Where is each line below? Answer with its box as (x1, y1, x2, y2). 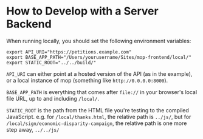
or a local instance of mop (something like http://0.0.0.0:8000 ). (6, 76, 168, 84)
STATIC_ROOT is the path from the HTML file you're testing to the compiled (6, 106, 190, 114)
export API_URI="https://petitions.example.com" (6, 49, 132, 55)
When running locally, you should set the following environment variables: (6, 37, 191, 44)
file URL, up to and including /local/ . (6, 95, 99, 102)
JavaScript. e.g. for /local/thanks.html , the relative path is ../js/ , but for (6, 113, 191, 120)
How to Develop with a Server (6, 4, 159, 18)
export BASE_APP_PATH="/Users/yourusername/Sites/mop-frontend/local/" (6, 54, 191, 60)
